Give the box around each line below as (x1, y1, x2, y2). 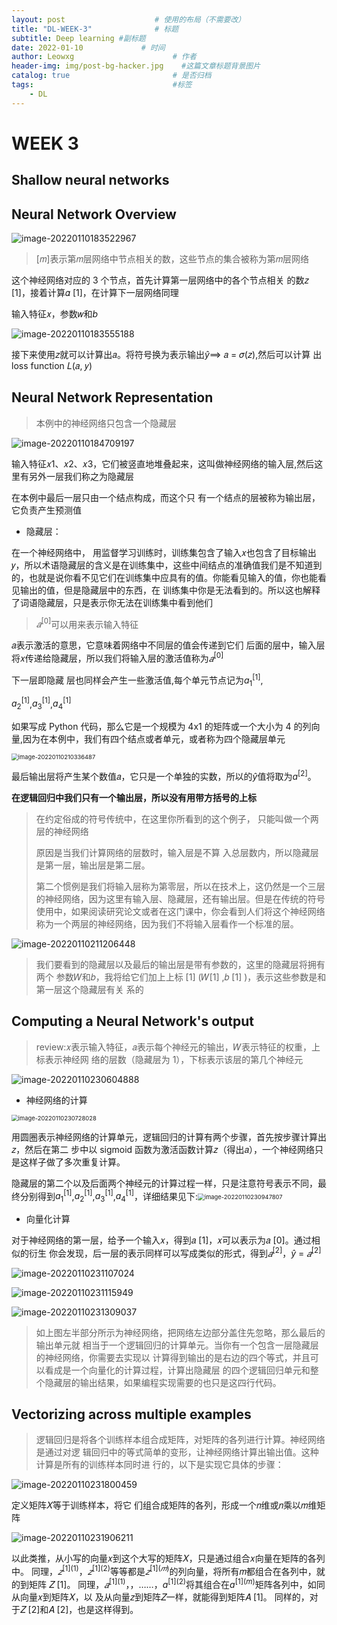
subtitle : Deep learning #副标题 (11, 33, 146, 43)
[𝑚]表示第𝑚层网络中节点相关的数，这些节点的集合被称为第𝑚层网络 (35, 253, 310, 265)
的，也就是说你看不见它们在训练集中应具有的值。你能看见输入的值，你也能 (11, 571, 318, 583)
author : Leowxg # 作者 (11, 52, 197, 62)
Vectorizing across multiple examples (11, 1406, 252, 1423)
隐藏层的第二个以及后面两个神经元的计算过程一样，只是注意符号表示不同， (11, 1177, 318, 1189)
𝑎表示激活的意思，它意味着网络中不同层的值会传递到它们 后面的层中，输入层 (11, 639, 326, 651)
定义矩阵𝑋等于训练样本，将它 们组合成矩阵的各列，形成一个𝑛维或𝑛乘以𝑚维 (11, 1499, 318, 1511)
